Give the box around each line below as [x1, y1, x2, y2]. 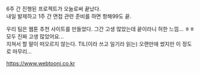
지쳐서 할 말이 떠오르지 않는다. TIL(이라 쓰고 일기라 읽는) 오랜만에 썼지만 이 [6, 41, 181, 47]
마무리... [12, 48, 32, 55]
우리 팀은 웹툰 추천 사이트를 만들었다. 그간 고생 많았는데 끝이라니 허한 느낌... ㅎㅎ [6, 26, 195, 32]
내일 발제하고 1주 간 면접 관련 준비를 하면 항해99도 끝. [6, 13, 132, 20]
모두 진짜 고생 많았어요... [6, 33, 64, 40]
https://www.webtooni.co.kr [6, 60, 76, 67]
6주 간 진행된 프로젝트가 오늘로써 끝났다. [6, 5, 101, 12]
